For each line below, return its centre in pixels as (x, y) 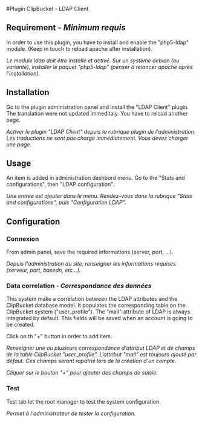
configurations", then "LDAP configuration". (60, 185)
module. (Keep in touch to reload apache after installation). (80, 48)
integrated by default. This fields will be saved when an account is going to (100, 318)
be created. (21, 325)
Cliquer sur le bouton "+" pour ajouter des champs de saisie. (82, 373)
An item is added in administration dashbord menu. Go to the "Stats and (96, 178)
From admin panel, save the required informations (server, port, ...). (90, 252)
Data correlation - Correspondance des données (79, 286)
